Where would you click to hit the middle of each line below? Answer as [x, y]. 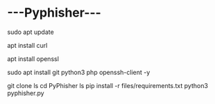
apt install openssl [33, 59]
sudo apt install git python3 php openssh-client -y [79, 72]
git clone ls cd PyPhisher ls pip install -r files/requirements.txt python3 [108, 85]
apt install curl [27, 45]
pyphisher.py [26, 93]
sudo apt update [31, 32]
